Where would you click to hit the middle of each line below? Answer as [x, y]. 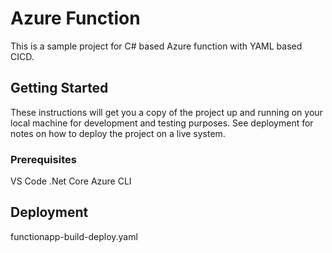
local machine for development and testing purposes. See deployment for [162, 123]
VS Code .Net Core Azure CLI [71, 181]
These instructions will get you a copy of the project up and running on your [166, 112]
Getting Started [59, 88]
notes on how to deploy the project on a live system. [118, 133]
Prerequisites [43, 159]
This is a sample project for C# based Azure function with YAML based [156, 46]
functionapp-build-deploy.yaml [74, 236]
